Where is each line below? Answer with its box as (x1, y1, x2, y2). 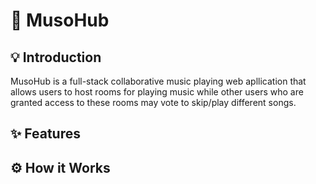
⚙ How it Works (10, 159, 111, 176)
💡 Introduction (10, 49, 102, 66)
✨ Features (10, 125, 81, 143)
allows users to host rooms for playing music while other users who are (10, 86, 304, 98)
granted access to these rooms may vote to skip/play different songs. (10, 97, 297, 108)
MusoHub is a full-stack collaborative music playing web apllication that (10, 75, 307, 87)
